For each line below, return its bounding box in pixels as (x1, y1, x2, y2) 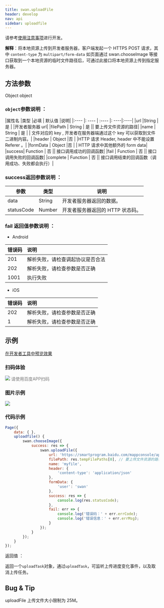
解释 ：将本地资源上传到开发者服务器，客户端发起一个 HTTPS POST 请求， (5, 45, 154, 51)
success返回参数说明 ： (5, 174, 62, 181)
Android (12, 234, 28, 240)
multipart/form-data (43, 52, 85, 57)
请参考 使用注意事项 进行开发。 (5, 35, 65, 41)
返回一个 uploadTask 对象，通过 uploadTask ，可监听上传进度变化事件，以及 (5, 563, 152, 569)
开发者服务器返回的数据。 (61, 197, 121, 204)
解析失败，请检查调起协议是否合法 (27, 256, 106, 262)
